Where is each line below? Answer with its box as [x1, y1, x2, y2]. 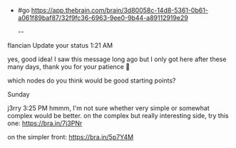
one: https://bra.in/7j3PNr [7, 119, 83, 127]
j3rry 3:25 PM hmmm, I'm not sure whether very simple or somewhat [7, 104, 210, 112]
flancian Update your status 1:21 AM [7, 41, 113, 49]
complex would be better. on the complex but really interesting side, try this [7, 112, 230, 120]
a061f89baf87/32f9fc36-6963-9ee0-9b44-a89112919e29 [17, 14, 189, 22]
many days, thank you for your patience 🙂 [7, 63, 130, 70]
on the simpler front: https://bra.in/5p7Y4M [7, 133, 134, 141]
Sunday [7, 90, 30, 98]
